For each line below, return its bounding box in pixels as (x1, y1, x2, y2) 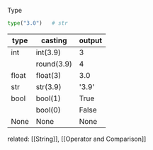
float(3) (35, 70, 62, 80)
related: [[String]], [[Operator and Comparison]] (7, 134, 147, 143)
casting (41, 35, 67, 45)
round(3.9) (35, 59, 73, 69)
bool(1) (35, 93, 62, 103)
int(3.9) (35, 47, 62, 57)
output (79, 35, 103, 45)
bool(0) (35, 105, 62, 115)
